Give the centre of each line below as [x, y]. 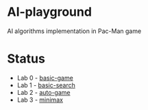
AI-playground [50, 12]
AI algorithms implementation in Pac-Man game [74, 31]
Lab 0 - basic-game [45, 78]
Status [26, 59]
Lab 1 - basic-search [46, 85]
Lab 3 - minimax [40, 100]
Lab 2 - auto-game [44, 92]
